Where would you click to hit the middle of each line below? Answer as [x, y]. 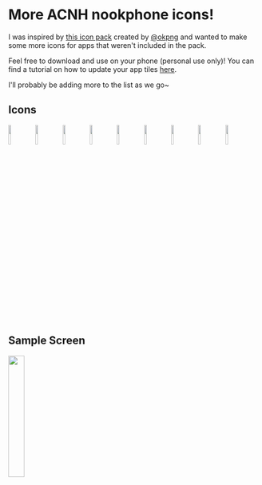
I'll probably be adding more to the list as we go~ [89, 85]
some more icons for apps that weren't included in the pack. [107, 45]
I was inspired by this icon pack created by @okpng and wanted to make [128, 37]
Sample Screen [47, 341]
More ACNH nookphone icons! [111, 15]
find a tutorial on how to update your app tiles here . [93, 69]
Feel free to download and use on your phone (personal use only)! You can [131, 61]
